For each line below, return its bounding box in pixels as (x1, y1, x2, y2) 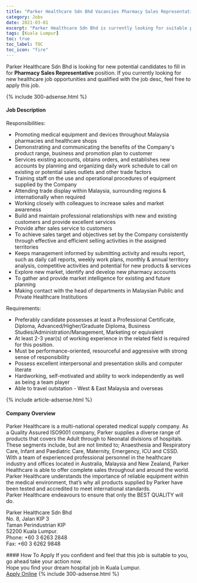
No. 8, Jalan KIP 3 (6, 515, 50, 522)
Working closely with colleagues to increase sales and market (14, 199, 164, 206)
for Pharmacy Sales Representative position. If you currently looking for (6, 69, 182, 76)
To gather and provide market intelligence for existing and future (14, 274, 171, 282)
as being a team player (14, 378, 70, 386)
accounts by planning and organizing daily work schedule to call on (14, 162, 178, 169)
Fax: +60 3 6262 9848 (6, 540, 61, 547)
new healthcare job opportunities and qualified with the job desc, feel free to (6, 75, 191, 82)
